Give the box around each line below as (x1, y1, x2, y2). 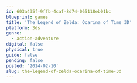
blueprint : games (6, 14, 49, 20)
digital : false (6, 41, 43, 47)
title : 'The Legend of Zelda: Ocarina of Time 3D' (6, 19, 132, 25)
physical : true (6, 47, 43, 53)
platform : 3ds (6, 25, 41, 31)
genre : (6, 30, 22, 36)
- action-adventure (11, 36, 59, 41)
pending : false (6, 57, 43, 63)
